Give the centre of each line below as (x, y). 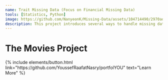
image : (12, 19)
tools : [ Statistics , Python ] (35, 14)
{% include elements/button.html (39, 62)
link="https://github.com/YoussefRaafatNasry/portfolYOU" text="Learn (78, 67)
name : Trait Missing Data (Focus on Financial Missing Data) (70, 10)
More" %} (15, 73)
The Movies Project (46, 48)
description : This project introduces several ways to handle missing (80, 24)
